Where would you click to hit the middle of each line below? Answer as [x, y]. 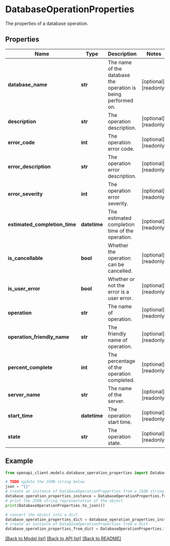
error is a [119, 292]
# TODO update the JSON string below [45, 482]
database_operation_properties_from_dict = [52, 529]
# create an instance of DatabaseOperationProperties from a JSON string [85, 492]
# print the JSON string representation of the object [64, 501]
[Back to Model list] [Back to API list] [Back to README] [63, 539]
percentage [122, 361]
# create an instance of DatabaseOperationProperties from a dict [77, 524]
